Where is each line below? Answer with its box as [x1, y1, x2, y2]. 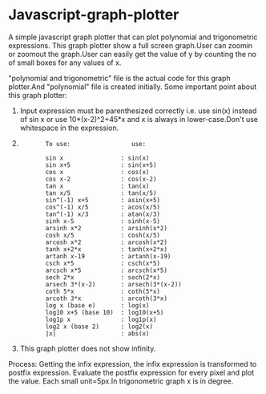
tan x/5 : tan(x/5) [45, 189, 157, 197]
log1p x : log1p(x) [45, 315, 157, 323]
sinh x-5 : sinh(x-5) [45, 217, 161, 225]
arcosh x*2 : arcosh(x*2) [45, 238, 168, 246]
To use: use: [45, 140, 147, 148]
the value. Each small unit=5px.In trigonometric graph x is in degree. [8, 376, 234, 386]
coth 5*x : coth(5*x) [45, 287, 161, 295]
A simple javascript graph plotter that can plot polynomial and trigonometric [8, 32, 258, 42]
